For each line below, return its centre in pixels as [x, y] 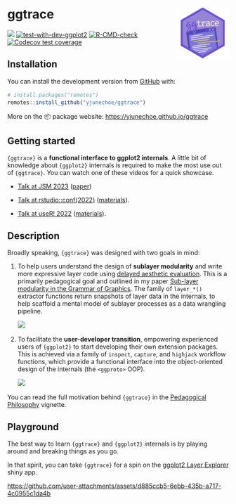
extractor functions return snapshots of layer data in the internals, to [116, 296]
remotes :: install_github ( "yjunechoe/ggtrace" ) [77, 102]
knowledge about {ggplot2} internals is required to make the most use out [114, 165]
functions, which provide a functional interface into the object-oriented [120, 362]
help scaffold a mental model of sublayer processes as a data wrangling [122, 304]
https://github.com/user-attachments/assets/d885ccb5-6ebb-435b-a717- [114, 486]
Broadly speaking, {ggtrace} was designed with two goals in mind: [104, 253]
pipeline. [30, 311]
